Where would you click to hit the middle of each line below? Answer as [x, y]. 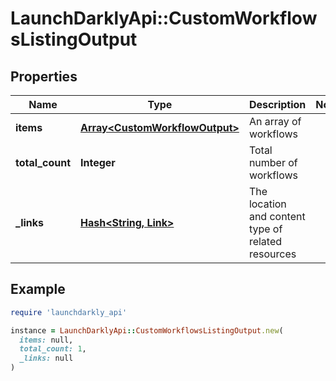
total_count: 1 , [53, 349]
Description [277, 104]
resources [272, 254]
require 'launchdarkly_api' [69, 312]
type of [265, 229]
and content [277, 216]
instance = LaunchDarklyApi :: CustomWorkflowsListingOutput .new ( [147, 330]
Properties [44, 76]
